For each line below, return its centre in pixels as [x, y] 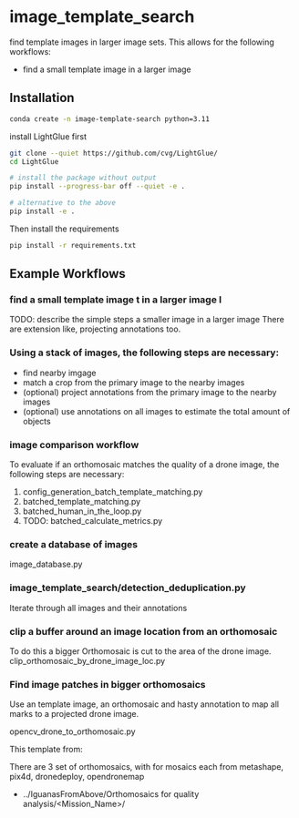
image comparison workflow [74, 445]
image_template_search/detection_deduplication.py [128, 588]
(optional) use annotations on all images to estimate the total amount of [156, 411]
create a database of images [74, 544]
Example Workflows [67, 274]
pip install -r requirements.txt [73, 245]
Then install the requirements [65, 229]
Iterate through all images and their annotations [98, 608]
